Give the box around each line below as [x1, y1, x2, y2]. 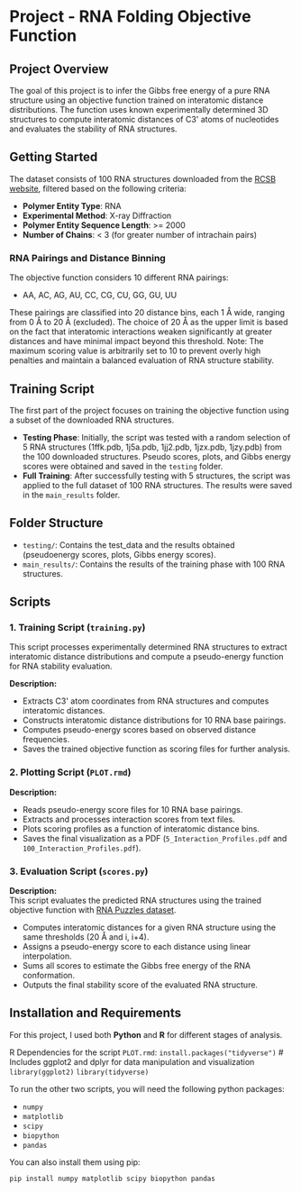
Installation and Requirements [9, 1005, 182, 1021]
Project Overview [9, 61, 109, 77]
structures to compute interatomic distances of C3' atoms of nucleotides [9, 114, 279, 124]
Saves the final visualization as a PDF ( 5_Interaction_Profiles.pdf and [22, 833, 287, 843]
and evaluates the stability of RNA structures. [9, 123, 178, 134]
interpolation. [22, 951, 72, 961]
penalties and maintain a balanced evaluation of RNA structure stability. [9, 355, 275, 366]
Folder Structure [9, 515, 104, 531]
